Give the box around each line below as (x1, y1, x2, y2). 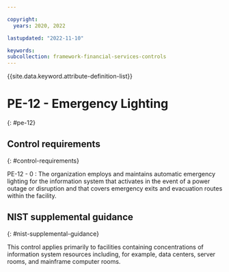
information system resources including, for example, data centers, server (7, 250, 216, 258)
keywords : (7, 47, 36, 54)
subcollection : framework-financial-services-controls (7, 53, 167, 60)
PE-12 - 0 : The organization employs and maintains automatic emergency (7, 169, 216, 178)
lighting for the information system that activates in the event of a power (7, 177, 211, 185)
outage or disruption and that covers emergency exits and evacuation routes (7, 184, 223, 192)
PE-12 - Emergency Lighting (7, 96, 169, 111)
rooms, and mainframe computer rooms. (7, 257, 121, 265)
